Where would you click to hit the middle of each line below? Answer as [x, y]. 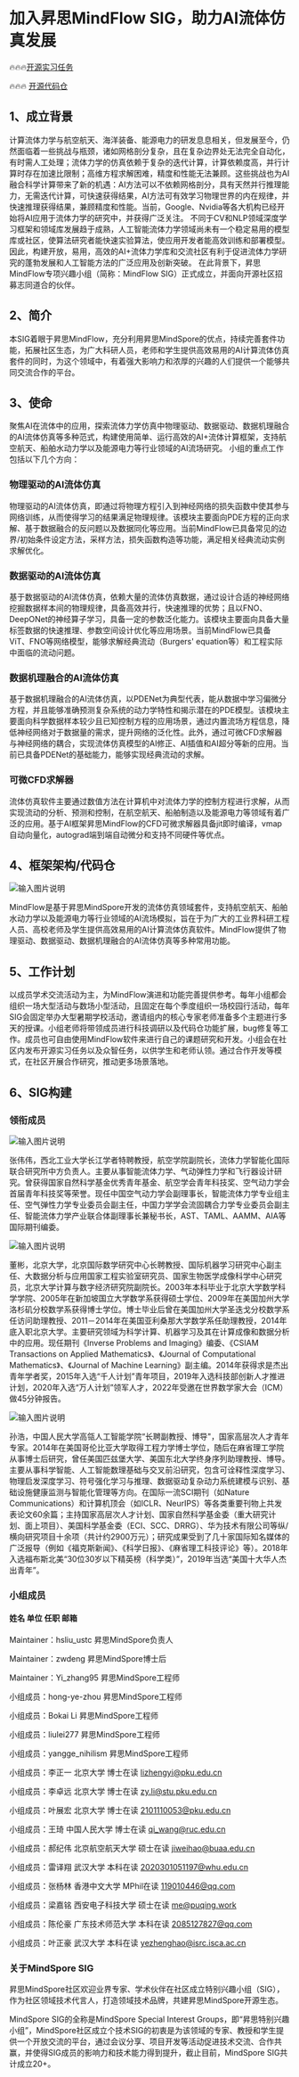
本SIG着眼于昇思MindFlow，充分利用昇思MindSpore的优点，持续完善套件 [143, 339]
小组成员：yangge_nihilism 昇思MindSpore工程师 [99, 1753]
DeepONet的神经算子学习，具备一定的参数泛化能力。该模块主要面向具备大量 [149, 619]
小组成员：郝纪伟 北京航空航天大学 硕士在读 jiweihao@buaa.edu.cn [132, 1848]
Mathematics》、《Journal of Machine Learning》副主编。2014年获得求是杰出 [149, 1365]
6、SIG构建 [41, 1092]
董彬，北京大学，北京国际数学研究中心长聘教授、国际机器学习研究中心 [138, 1264]
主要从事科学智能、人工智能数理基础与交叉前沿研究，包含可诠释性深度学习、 [149, 1469]
